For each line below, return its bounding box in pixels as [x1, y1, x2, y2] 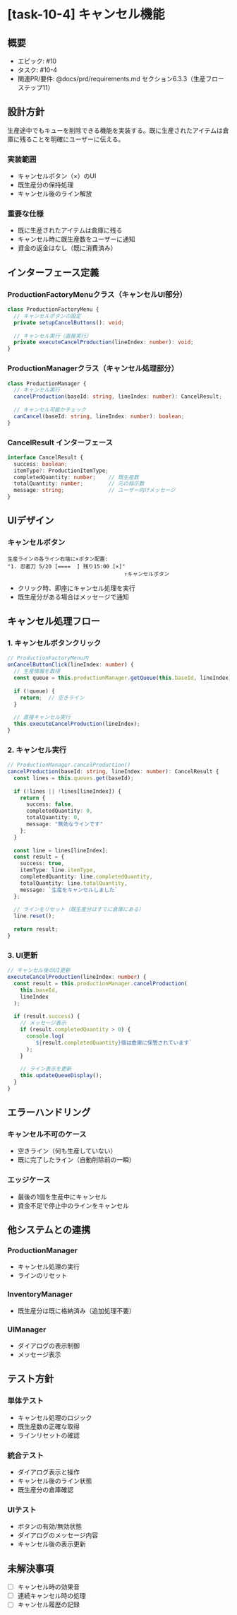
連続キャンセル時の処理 [17, 1592, 86, 1600]
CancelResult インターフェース [7, 437, 113, 447]
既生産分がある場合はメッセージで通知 [17, 592, 129, 601]
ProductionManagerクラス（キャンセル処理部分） [7, 363, 178, 373]
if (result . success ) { [13, 1013, 80, 1020]
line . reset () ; [13, 912, 55, 920]
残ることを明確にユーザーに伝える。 [19, 135, 125, 143]
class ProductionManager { [7, 380, 87, 387]
